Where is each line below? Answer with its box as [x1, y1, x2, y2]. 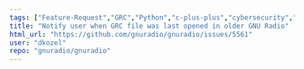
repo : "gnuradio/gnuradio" [9, 47, 111, 56]
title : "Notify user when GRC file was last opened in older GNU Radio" [9, 22, 290, 30]
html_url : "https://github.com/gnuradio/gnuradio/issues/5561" [9, 30, 253, 39]
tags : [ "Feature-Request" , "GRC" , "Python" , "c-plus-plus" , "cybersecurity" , [9, 13, 294, 22]
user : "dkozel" [9, 38, 67, 47]
